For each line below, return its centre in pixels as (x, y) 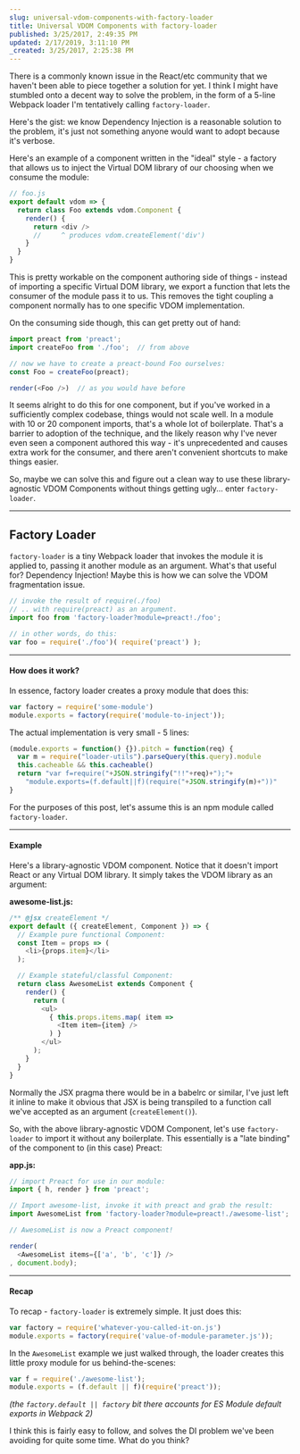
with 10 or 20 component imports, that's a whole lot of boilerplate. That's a (146, 424)
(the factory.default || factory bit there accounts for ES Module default (146, 1404)
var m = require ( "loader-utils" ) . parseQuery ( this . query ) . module (139, 757)
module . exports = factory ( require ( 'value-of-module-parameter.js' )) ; (142, 1336)
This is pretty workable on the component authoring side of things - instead (148, 277)
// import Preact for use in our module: (87, 1181)
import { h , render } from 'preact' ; (79, 1190)
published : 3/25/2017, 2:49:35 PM (74, 34)
